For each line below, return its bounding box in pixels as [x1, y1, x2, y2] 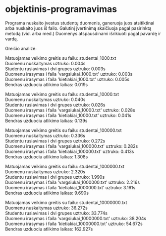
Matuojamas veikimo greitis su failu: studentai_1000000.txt [5, 163, 125, 169]
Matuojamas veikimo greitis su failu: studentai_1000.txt [5, 55, 116, 61]
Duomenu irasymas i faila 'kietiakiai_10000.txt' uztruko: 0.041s [5, 112, 131, 118]
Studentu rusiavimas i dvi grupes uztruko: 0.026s [5, 102, 106, 108]
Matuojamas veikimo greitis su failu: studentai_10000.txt [5, 91, 119, 97]
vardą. [5, 36, 18, 42]
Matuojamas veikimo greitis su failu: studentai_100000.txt [5, 127, 122, 133]
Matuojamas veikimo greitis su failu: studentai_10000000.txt [5, 199, 127, 205]
